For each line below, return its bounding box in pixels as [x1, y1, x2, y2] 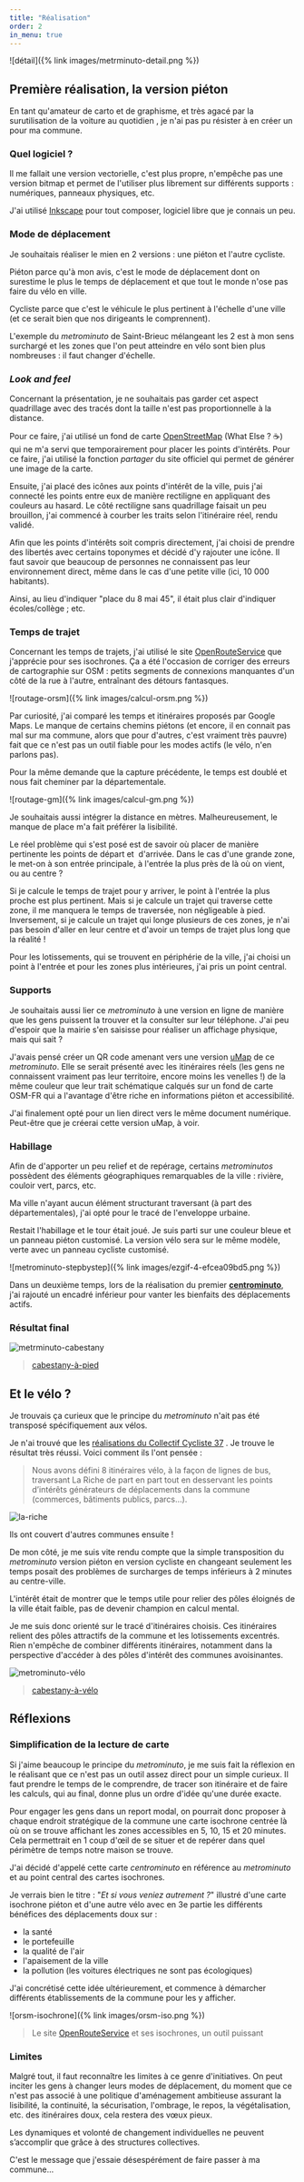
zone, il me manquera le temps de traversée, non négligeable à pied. [9, 905, 266, 916]
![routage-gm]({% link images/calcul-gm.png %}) [9, 794, 195, 805]
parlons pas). [9, 749, 59, 760]
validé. [9, 519, 34, 530]
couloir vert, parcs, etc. [9, 1180, 97, 1191]
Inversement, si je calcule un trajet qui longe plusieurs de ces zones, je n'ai [9, 915, 290, 926]
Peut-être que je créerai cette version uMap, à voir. [9, 1117, 200, 1128]
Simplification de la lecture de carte [9, 1738, 170, 1751]
